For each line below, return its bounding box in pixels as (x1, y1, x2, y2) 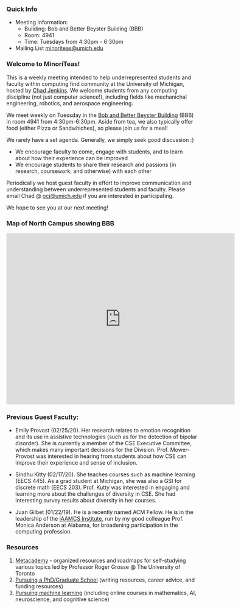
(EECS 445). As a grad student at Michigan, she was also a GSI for (15, 477, 182, 485)
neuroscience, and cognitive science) (15, 596, 110, 603)
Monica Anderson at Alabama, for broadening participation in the (15, 521, 178, 529)
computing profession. (15, 528, 72, 535)
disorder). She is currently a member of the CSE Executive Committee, (15, 440, 192, 447)
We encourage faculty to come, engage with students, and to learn (15, 148, 183, 155)
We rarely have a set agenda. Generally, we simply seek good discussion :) (6, 136, 194, 143)
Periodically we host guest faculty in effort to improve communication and (6, 179, 192, 186)
